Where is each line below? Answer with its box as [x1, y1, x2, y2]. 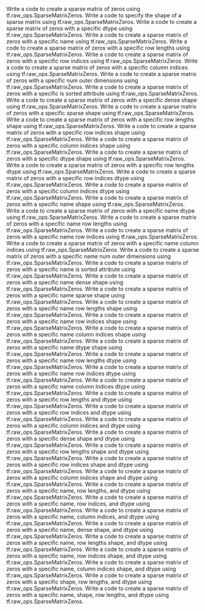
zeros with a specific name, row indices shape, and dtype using [6, 552, 167, 560]
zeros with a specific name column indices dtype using [6, 383, 146, 390]
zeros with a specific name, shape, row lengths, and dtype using [6, 591, 170, 598]
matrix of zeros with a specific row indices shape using [6, 129, 146, 136]
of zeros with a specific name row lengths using [6, 220, 127, 227]
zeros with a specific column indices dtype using [6, 188, 130, 195]
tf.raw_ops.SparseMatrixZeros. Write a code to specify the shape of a [6, 12, 182, 19]
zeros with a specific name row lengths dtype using [6, 357, 136, 364]
